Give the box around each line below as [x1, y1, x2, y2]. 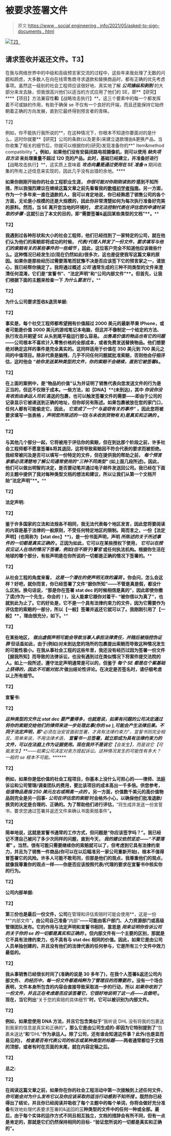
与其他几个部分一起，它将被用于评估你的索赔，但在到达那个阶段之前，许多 [5, 439, 161, 445]
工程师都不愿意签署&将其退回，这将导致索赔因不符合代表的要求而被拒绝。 [9, 445, 164, 451]
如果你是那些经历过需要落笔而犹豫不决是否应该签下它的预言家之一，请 [14, 258, 161, 264]
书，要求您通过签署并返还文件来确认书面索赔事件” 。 [5, 807, 114, 814]
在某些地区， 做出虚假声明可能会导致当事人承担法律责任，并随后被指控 [5, 634, 153, 640]
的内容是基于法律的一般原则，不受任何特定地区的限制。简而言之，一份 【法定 [5, 527, 165, 533]
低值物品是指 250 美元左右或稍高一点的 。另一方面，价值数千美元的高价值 [5, 789, 159, 795]
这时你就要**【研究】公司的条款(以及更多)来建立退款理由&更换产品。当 [14, 136, 163, 142]
